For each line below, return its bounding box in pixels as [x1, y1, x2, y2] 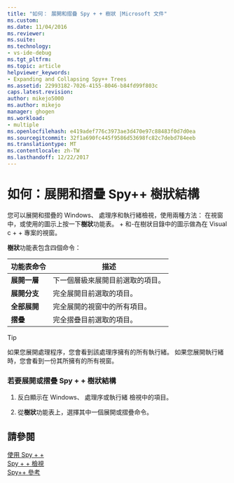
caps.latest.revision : [7, 88, 74, 95]
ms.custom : [7, 17, 39, 24]
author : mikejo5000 [7, 95, 64, 102]
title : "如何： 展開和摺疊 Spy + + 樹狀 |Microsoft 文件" [7, 10, 167, 18]
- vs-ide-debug [7, 50, 52, 57]
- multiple [7, 121, 39, 128]
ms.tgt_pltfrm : [7, 56, 52, 63]
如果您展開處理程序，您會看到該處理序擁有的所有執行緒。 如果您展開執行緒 [7, 348, 224, 356]
